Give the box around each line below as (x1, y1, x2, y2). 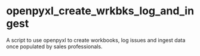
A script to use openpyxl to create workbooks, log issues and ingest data (6, 36, 186, 43)
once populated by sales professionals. (6, 43, 103, 50)
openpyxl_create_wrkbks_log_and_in (6, 4, 195, 18)
